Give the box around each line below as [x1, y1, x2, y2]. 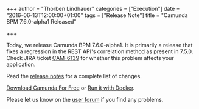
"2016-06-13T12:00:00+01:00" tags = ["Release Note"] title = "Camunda [6, 12, 188, 19]
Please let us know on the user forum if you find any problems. [6, 96, 164, 103]
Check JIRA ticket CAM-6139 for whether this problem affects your [6, 54, 175, 61]
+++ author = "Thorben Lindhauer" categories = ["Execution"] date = [6, 5, 180, 12]
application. [6, 61, 36, 68]
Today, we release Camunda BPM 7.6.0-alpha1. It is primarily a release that [6, 42, 193, 48]
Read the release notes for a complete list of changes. [6, 73, 142, 79]
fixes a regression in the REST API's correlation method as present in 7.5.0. [6, 48, 194, 55]
